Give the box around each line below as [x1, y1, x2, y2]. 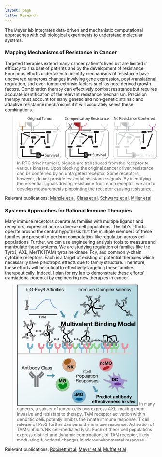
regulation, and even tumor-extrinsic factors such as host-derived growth [5, 81, 151, 87]
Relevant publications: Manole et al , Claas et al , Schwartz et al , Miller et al [5, 195, 152, 201]
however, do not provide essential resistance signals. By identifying [16, 175, 151, 181]
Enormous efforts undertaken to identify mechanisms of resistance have [5, 70, 149, 76]
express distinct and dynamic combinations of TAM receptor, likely [16, 432, 150, 438]
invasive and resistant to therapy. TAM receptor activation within [16, 411, 145, 417]
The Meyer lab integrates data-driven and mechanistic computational [5, 27, 143, 33]
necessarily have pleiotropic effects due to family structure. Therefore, [5, 260, 146, 265]
